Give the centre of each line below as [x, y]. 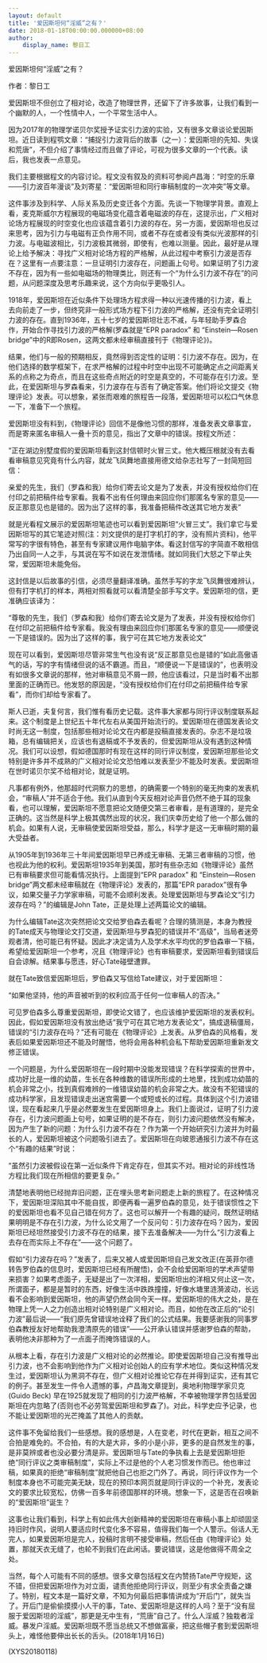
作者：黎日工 [29, 86]
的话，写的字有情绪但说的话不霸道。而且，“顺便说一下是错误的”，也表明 [133, 665]
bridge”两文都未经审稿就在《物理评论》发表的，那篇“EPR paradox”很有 [124, 884]
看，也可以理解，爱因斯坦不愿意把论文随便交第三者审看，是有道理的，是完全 [133, 808]
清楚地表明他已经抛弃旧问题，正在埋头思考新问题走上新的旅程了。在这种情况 [133, 1193]
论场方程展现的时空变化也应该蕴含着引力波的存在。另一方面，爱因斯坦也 [126, 223]
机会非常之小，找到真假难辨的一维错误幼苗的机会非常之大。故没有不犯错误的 [133, 1089]
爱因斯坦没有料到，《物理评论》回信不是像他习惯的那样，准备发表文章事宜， [132, 424]
